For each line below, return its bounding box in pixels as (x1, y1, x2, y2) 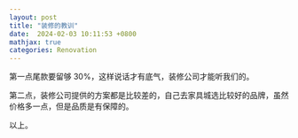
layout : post (9, 12, 58, 22)
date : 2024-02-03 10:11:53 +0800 (9, 29, 137, 38)
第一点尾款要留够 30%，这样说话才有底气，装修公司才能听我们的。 (9, 72, 255, 82)
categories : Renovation (9, 46, 98, 55)
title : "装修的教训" (9, 21, 78, 30)
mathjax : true (9, 37, 62, 47)
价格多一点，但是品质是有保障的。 (9, 101, 134, 111)
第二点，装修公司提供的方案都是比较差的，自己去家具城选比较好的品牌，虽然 (9, 90, 289, 101)
